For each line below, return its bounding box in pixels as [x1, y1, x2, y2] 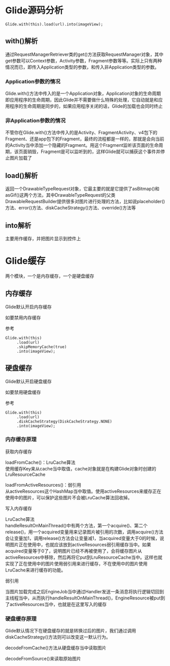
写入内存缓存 [5, 505, 32, 511]
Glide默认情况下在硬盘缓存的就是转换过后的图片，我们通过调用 [5, 628, 136, 634]
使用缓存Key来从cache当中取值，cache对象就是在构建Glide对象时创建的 [5, 465, 156, 471]
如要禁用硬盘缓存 [5, 389, 41, 395]
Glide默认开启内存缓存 [5, 303, 52, 310]
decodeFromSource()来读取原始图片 [5, 656, 81, 662]
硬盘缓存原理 [5, 615, 37, 622]
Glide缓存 [5, 255, 46, 267]
